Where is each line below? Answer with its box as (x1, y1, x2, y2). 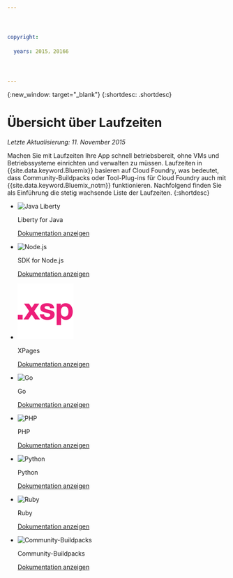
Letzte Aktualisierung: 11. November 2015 (7, 138, 126, 146)
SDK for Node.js (17, 255, 64, 265)
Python (17, 468, 38, 476)
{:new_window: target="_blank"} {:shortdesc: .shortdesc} (7, 90, 172, 98)
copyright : (7, 34, 39, 40)
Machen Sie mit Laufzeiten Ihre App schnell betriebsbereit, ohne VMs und (7, 151, 220, 160)
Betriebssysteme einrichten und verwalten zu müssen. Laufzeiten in (7, 158, 202, 167)
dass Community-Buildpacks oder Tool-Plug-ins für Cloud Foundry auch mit (7, 173, 227, 181)
